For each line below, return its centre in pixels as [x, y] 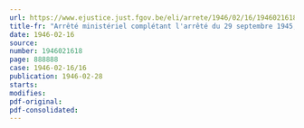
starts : [24, 85]
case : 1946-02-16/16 [48, 69]
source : [24, 43]
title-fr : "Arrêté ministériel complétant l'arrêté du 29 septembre [141, 26]
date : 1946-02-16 [42, 34]
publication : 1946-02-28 [56, 77]
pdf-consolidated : [44, 110]
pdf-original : [36, 101]
